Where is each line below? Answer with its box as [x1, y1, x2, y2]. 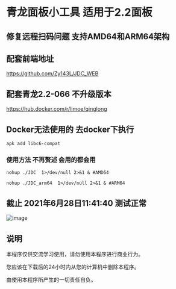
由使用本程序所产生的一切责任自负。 [6, 276, 96, 283]
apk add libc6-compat [6, 141, 61, 147]
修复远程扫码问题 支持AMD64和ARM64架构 [6, 31, 170, 42]
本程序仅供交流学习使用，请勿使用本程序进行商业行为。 [6, 250, 143, 258]
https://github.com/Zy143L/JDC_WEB [6, 70, 99, 77]
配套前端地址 [6, 54, 54, 64]
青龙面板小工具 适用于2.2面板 [6, 5, 152, 19]
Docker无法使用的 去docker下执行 [6, 124, 134, 134]
